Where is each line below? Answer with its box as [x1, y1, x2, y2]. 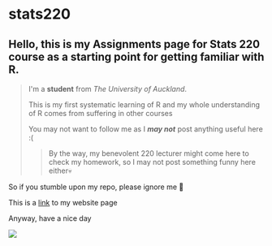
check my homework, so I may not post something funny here [48, 158, 256, 166]
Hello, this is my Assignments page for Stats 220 [8, 37, 261, 51]
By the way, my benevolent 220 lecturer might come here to [48, 149, 249, 158]
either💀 [48, 166, 72, 175]
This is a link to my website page [8, 198, 118, 207]
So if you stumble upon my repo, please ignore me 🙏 [8, 182, 184, 192]
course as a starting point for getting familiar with [8, 50, 265, 63]
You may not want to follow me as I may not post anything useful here [28, 124, 264, 134]
